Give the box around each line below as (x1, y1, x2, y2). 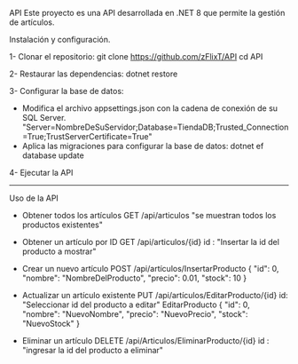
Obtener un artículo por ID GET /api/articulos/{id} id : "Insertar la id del (21, 237, 279, 247)
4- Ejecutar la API (9, 168, 74, 178)
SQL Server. (21, 113, 67, 123)
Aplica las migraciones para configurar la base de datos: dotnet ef (21, 141, 264, 151)
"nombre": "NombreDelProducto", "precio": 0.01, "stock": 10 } (21, 273, 247, 283)
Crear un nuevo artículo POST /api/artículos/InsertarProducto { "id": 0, (21, 264, 279, 273)
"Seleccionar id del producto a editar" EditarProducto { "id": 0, (21, 299, 250, 310)
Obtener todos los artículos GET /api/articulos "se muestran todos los (21, 210, 277, 220)
